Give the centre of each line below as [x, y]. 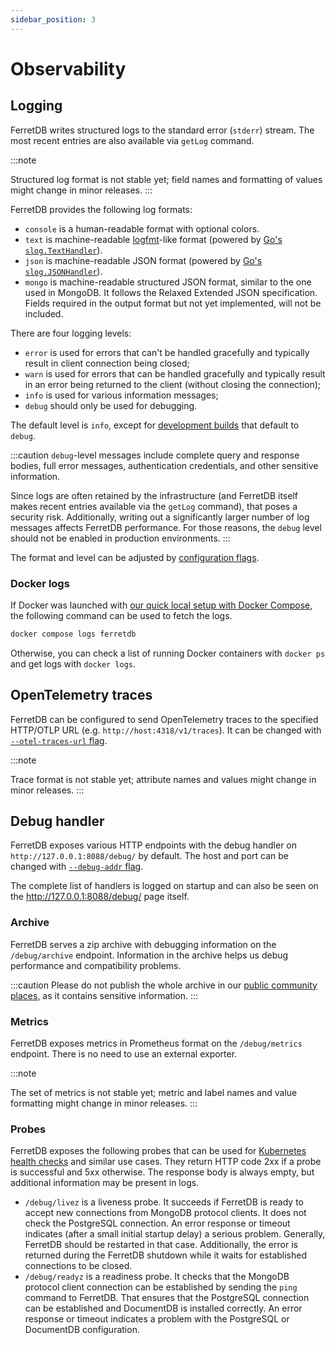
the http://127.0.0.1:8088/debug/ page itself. [100, 897]
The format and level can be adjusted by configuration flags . [135, 557]
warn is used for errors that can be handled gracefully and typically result [175, 373]
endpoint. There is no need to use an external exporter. [124, 1054]
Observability [68, 68]
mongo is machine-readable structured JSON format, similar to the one [168, 282]
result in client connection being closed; [107, 363]
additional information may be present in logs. [105, 1183]
